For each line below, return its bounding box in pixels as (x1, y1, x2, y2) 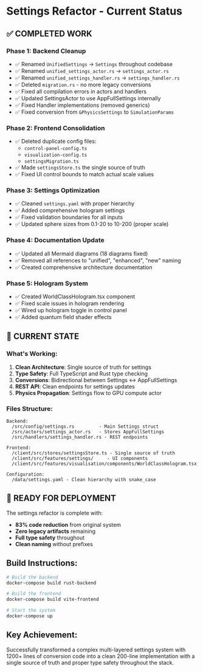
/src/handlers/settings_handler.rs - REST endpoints (12, 434, 148, 441)
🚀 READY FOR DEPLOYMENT (6, 493, 117, 504)
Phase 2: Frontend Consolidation (6, 123, 105, 132)
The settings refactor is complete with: (6, 509, 103, 516)
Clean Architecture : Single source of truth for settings (15, 363, 152, 371)
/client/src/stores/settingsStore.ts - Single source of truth (12, 450, 175, 456)
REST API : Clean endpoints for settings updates (15, 383, 135, 390)
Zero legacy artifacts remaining (15, 527, 96, 535)
